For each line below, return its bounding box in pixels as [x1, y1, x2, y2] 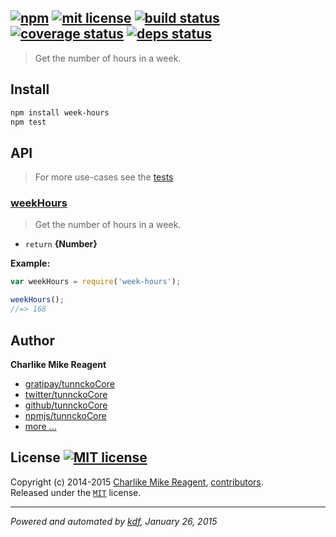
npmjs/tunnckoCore [24, 409, 107, 421]
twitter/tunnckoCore [24, 388, 108, 400]
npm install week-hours [10, 107, 110, 118]
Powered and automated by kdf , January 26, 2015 [10, 515, 218, 527]
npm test [10, 117, 47, 127]
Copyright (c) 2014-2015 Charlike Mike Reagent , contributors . [10, 476, 264, 488]
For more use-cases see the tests [34, 171, 174, 183]
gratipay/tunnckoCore [24, 377, 115, 390]
